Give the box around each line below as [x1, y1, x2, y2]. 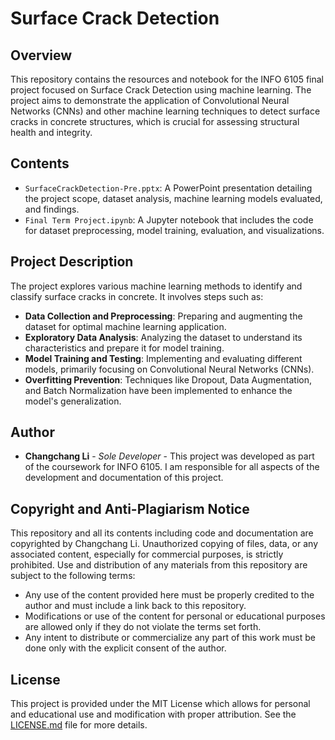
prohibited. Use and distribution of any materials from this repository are [10, 559, 308, 571]
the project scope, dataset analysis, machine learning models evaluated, [24, 192, 323, 204]
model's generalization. [24, 395, 122, 407]
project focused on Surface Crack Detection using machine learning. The [10, 84, 312, 96]
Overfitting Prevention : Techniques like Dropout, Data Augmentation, [24, 373, 312, 386]
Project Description [10, 253, 134, 271]
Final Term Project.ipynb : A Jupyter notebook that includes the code [24, 213, 314, 226]
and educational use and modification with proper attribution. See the [10, 708, 297, 721]
